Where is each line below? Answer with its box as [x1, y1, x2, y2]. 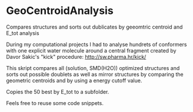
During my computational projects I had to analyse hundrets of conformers [6, 41, 187, 48]
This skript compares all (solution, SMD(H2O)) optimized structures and [6, 64, 180, 71]
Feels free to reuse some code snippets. [6, 99, 104, 106]
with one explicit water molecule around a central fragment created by [6, 47, 177, 54]
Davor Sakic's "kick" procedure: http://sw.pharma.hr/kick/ [6, 53, 147, 60]
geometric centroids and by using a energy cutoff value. [6, 77, 142, 84]
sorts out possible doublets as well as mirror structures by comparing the [6, 71, 184, 78]
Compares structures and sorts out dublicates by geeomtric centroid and [6, 23, 183, 30]
